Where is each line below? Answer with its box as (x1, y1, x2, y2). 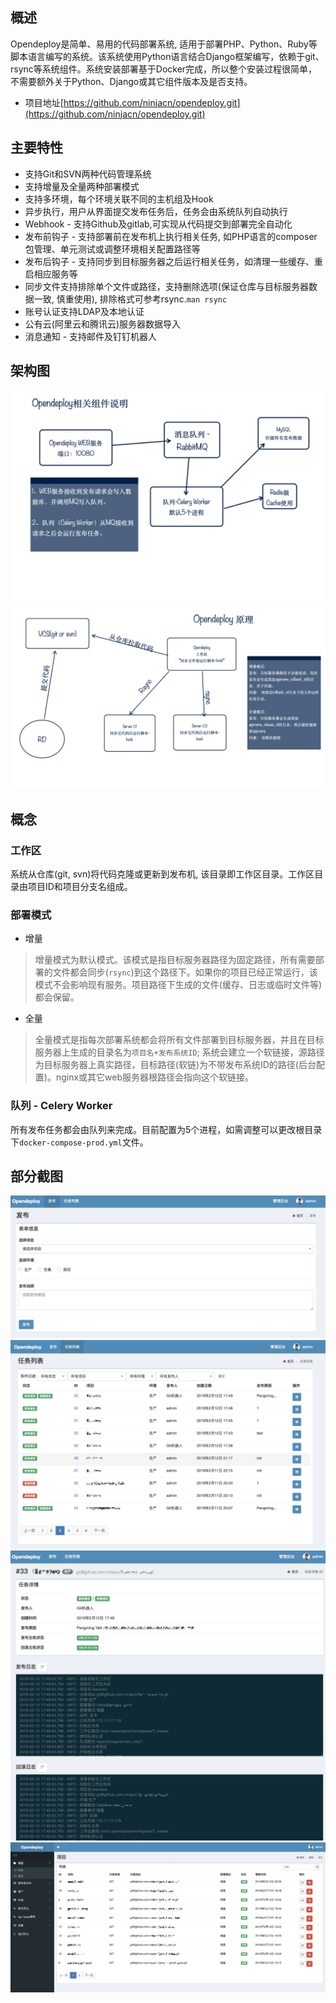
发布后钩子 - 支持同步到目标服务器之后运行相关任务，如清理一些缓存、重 (24, 255, 324, 267)
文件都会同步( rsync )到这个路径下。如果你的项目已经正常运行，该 (52, 966, 318, 978)
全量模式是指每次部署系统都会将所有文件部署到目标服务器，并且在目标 (34, 1034, 325, 1046)
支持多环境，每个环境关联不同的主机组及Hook (24, 193, 214, 205)
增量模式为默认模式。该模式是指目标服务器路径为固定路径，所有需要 (34, 954, 316, 966)
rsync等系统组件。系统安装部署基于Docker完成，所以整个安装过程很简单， (10, 63, 318, 75)
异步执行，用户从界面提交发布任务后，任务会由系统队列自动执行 (24, 205, 288, 217)
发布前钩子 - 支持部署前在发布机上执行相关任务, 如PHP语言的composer (24, 230, 318, 242)
